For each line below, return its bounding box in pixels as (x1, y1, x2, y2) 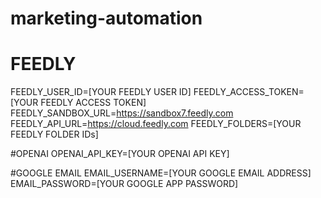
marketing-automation (10, 7, 203, 30)
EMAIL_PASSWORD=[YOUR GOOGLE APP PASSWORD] (10, 178, 239, 190)
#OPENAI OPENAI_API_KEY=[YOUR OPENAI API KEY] (10, 148, 230, 160)
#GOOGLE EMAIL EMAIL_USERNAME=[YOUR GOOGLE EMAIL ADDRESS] (10, 167, 312, 179)
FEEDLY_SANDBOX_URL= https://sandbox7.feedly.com (10, 107, 234, 119)
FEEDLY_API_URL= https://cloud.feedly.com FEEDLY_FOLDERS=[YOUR (10, 118, 302, 130)
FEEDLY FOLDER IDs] (10, 128, 99, 141)
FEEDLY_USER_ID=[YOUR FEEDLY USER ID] (10, 86, 192, 98)
